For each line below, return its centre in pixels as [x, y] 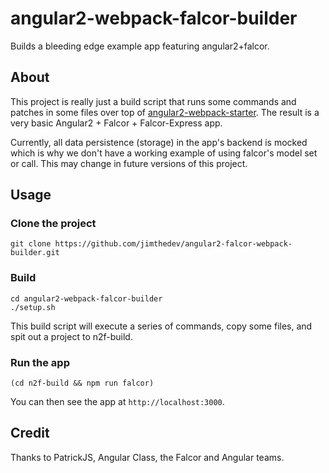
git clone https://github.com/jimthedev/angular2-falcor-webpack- [151, 244]
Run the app [40, 362]
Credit [30, 433]
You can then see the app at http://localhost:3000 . [117, 402]
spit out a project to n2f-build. [71, 336]
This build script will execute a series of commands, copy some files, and [161, 326]
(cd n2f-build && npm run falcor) [82, 383]
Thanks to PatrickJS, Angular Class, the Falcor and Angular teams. [147, 457]
